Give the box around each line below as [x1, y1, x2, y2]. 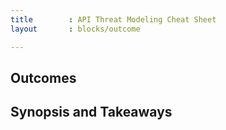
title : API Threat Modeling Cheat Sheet [10, 14, 217, 25]
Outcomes [10, 69, 77, 86]
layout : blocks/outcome [10, 24, 141, 34]
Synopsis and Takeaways [10, 104, 173, 121]
